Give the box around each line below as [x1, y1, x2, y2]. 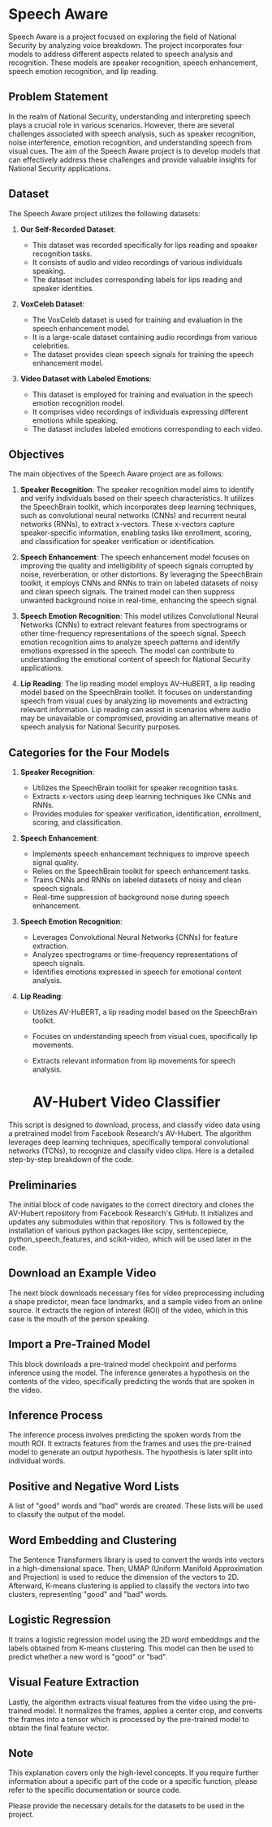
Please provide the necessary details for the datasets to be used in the [8, 1801, 245, 1811]
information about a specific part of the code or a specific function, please [8, 1777, 258, 1786]
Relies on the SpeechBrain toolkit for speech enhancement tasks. [32, 867, 251, 877]
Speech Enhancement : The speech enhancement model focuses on [19, 552, 250, 562]
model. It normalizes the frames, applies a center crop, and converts [33, 1705, 262, 1716]
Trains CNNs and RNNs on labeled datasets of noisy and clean [32, 875, 242, 885]
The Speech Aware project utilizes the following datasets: [8, 208, 201, 218]
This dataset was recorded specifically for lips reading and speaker [32, 240, 258, 250]
